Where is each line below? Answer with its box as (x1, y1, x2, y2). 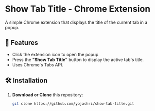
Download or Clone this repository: (12, 92, 83, 97)
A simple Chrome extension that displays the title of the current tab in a (5, 19, 148, 25)
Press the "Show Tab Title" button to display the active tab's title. (12, 57, 144, 63)
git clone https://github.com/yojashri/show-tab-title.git (12, 101, 135, 106)
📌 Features (5, 39, 38, 47)
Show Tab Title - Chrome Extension (5, 3, 151, 15)
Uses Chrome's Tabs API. (12, 62, 63, 67)
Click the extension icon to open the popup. (12, 51, 100, 57)
